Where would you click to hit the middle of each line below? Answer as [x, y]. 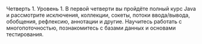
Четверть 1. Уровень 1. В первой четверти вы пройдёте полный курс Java [101, 9]
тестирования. [25, 34]
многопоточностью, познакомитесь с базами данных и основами [91, 28]
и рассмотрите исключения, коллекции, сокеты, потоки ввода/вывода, [98, 15]
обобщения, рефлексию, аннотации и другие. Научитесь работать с [94, 21]
